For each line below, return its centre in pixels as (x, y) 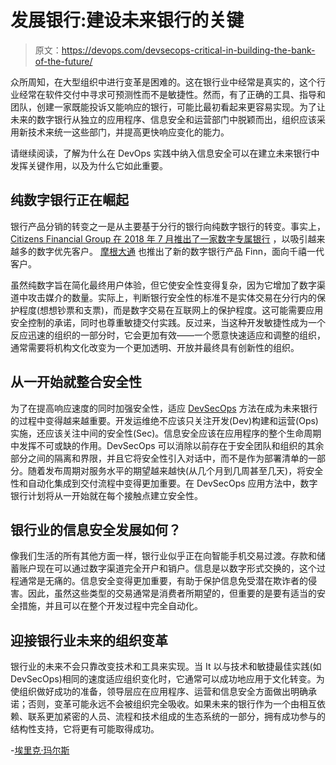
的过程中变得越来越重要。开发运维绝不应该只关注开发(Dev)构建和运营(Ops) (164, 420)
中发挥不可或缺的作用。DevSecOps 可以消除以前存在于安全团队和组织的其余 (167, 445)
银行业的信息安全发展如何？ (96, 529)
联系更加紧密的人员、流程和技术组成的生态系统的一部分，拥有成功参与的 (176, 717)
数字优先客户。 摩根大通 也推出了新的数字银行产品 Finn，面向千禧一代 (180, 251)
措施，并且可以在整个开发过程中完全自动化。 (110, 606)
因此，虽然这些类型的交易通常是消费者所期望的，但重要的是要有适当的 (172, 593)
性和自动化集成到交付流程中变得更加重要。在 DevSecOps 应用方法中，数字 (164, 483)
